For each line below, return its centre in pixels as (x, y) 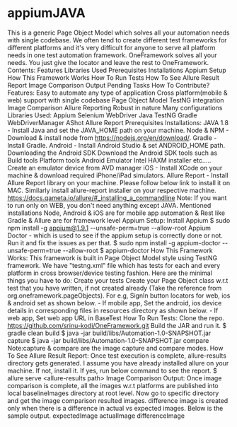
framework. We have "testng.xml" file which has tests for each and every (114, 265)
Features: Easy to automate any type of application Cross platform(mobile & (117, 93)
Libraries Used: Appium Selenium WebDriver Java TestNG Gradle (102, 115)
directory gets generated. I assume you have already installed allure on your (118, 363)
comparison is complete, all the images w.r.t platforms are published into (113, 385)
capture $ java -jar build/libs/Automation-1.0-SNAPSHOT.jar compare (108, 340)
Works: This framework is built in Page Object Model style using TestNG (112, 258)
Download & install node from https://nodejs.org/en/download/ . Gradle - (112, 138)
